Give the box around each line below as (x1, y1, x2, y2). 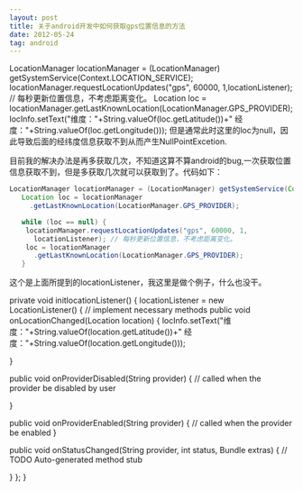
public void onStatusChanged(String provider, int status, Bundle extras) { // (9, 445, 288, 456)
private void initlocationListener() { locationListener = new (9, 295, 225, 306)
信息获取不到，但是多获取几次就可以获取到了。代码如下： (9, 167, 223, 177)
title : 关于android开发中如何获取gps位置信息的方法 (9, 22, 186, 31)
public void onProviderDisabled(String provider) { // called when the (9, 373, 262, 384)
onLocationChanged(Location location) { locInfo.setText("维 (9, 315, 232, 326)
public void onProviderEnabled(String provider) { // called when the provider (9, 418, 293, 429)
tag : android (9, 38, 59, 48)
